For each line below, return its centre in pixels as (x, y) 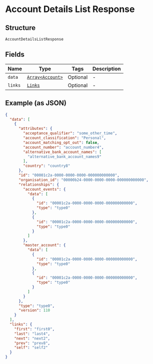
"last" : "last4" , (32, 334)
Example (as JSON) (36, 103)
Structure (20, 28)
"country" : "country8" (47, 166)
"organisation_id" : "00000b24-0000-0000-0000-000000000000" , (83, 180)
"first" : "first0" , (34, 329)
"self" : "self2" (31, 348)
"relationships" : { (38, 185)
